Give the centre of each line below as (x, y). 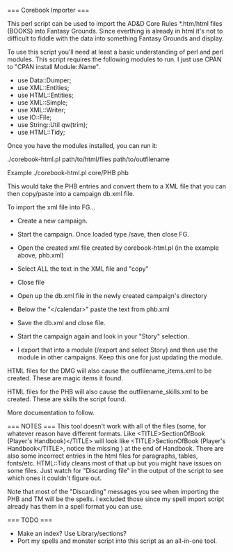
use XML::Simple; (42, 103)
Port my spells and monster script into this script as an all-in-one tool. (117, 541)
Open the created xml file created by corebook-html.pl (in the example (118, 248)
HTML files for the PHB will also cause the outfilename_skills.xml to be (108, 391)
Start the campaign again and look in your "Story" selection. (103, 336)
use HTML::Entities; (46, 95)
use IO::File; (34, 117)
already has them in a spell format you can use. (75, 506)
